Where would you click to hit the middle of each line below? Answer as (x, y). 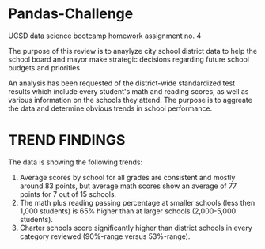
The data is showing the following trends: (76, 162)
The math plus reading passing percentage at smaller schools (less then (137, 202)
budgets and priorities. (45, 67)
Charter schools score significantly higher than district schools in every (136, 228)
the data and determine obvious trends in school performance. (110, 108)
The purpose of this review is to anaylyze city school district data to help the (133, 51)
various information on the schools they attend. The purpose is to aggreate (131, 100)
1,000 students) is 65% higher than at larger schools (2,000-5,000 (128, 211)
